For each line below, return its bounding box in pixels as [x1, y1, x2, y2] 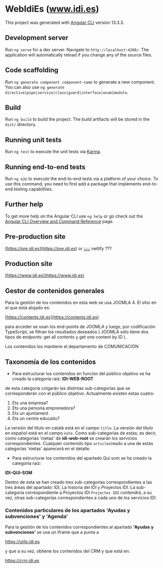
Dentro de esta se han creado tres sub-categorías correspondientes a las [5, 479, 152, 485]
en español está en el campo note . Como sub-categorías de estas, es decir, [5, 430, 157, 436]
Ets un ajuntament [12, 410, 49, 416]
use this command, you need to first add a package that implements [5, 181, 142, 186]
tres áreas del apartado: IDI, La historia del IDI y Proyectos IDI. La [5, 485, 135, 490]
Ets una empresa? [12, 400, 48, 406]
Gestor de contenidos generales [5, 286, 105, 295]
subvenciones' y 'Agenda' [5, 513, 68, 520]
